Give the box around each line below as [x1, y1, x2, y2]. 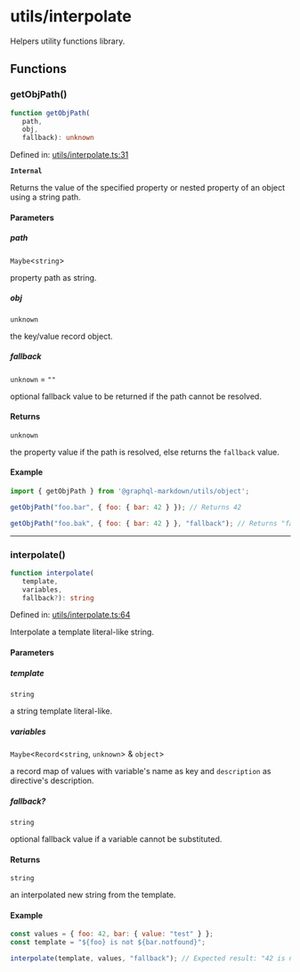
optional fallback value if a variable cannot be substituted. [10, 833, 223, 844]
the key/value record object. [10, 331, 114, 341]
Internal [10, 167, 43, 176]
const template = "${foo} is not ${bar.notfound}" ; [10, 938, 206, 947]
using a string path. [10, 192, 81, 202]
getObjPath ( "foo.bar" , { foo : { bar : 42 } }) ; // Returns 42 [10, 502, 242, 511]
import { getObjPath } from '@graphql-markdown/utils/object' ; [10, 487, 250, 496]
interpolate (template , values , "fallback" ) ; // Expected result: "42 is [10, 954, 286, 963]
